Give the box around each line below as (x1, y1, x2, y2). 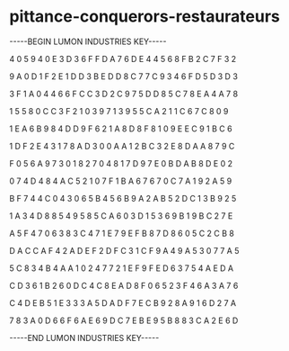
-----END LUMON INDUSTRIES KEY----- (9, 332, 160, 343)
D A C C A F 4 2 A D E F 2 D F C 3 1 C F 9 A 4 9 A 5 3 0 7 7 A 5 (9, 245, 240, 256)
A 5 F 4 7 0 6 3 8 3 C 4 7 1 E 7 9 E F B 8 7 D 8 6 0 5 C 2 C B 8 (9, 228, 235, 238)
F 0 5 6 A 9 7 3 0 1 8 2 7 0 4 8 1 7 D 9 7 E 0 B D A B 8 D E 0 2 (9, 157, 233, 168)
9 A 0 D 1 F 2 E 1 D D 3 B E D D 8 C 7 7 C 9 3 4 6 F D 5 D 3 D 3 (9, 70, 238, 82)
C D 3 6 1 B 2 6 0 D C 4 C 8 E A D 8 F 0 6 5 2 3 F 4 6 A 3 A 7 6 (9, 280, 239, 291)
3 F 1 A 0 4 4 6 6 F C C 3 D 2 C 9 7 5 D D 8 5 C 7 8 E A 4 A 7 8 (9, 88, 239, 99)
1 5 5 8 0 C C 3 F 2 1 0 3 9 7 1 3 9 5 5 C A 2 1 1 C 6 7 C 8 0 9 (9, 105, 229, 116)
